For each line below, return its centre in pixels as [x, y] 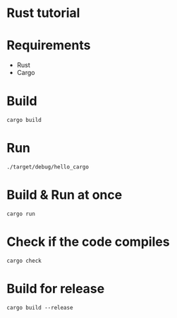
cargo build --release [40, 307]
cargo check [24, 261]
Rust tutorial [43, 13]
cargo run [21, 214]
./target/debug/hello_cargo [48, 167]
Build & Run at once [65, 195]
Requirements [49, 46]
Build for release [56, 289]
